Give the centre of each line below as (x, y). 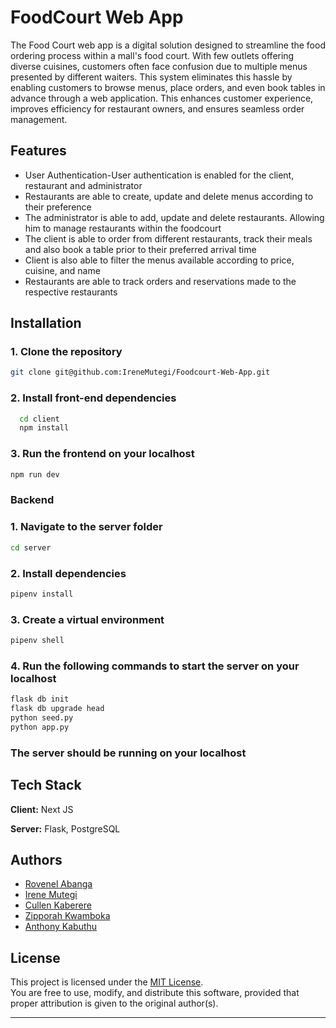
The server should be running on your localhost (128, 753)
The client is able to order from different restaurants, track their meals (168, 238)
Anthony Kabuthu (61, 927)
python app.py (40, 727)
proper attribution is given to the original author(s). (114, 1003)
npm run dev (35, 474)
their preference (58, 207)
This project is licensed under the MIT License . (107, 982)
